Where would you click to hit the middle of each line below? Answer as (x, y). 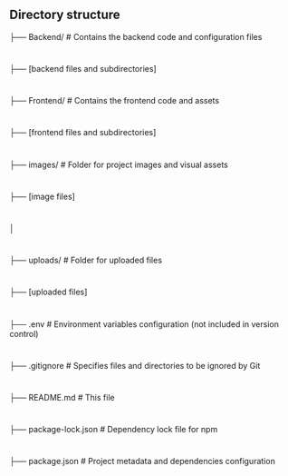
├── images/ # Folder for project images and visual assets (119, 164)
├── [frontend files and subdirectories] (83, 133)
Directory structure (65, 15)
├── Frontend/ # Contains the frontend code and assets (115, 101)
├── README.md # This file (62, 397)
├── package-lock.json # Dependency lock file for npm (114, 430)
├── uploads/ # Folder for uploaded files (86, 260)
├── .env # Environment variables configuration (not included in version (144, 324)
